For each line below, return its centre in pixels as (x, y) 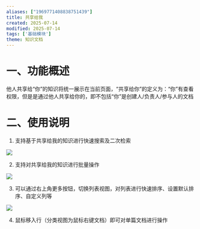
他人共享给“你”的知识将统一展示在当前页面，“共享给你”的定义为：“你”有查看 (100, 89)
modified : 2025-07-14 (33, 28)
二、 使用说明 (38, 123)
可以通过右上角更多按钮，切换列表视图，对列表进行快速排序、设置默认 (102, 188)
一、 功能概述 (38, 71)
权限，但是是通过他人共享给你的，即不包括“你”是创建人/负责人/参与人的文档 (100, 96)
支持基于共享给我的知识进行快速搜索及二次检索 (73, 140)
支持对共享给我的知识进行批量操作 (57, 164)
